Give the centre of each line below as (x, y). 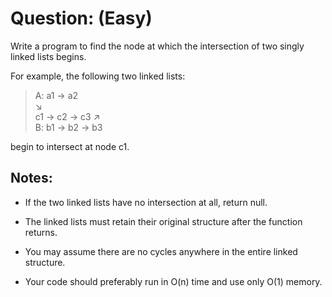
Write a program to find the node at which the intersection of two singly (157, 46)
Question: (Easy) (81, 18)
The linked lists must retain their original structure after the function (163, 221)
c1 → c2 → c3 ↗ (67, 116)
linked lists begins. (48, 56)
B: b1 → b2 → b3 (68, 127)
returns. (41, 232)
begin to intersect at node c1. (70, 146)
